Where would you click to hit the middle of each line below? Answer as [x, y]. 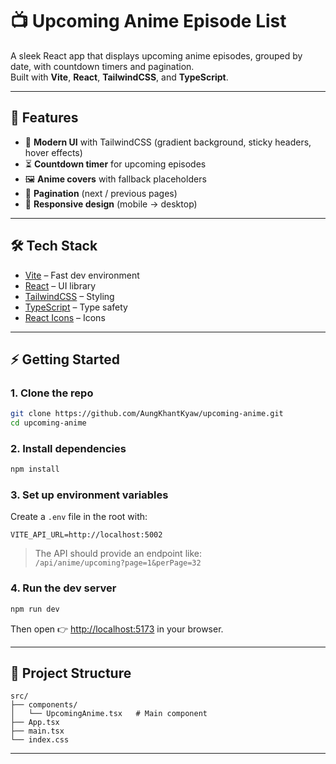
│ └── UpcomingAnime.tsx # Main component [109, 714]
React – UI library [60, 285]
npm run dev [35, 609]
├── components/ [44, 705]
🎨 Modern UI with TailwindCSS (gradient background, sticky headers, [168, 142]
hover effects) [53, 152]
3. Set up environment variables [89, 495]
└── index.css [40, 740]
